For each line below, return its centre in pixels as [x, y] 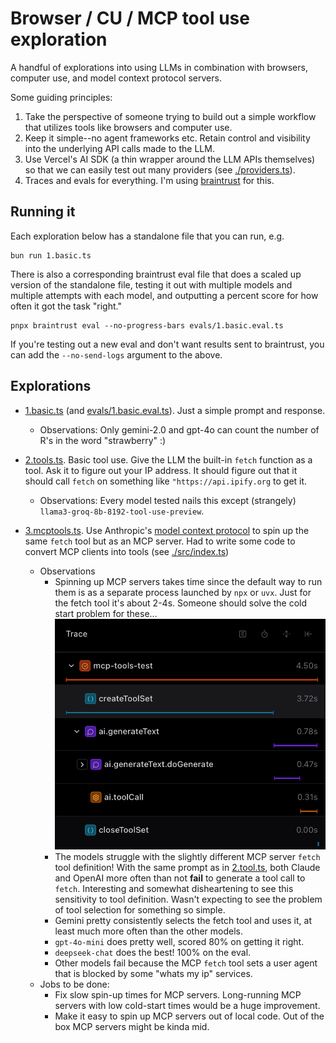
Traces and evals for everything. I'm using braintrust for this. [149, 180]
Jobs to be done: [74, 984]
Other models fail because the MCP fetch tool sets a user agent [186, 963]
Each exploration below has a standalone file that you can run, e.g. [147, 236]
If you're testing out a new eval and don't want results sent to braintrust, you [167, 344]
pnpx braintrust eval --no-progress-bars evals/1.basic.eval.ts [147, 325]
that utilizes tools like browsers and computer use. [128, 127]
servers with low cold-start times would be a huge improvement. [187, 1005]
